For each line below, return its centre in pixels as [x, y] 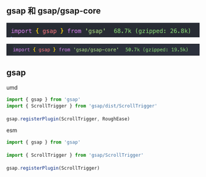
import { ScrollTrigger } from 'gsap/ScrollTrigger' [75, 155]
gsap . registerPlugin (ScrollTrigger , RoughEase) [68, 119]
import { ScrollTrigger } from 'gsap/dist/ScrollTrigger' [82, 106]
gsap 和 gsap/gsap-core [54, 11]
